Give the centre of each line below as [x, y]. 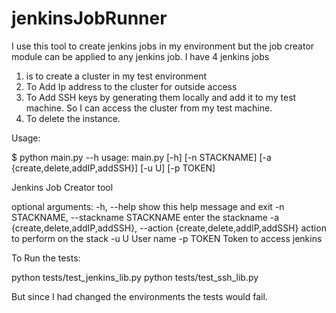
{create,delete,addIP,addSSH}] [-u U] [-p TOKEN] [113, 168]
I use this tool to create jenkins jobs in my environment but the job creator [163, 46]
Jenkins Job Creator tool [62, 187]
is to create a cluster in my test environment [116, 76]
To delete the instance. [73, 118]
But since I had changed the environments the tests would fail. [139, 296]
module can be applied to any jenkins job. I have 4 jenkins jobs [140, 56]
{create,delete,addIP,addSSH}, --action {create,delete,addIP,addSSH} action [169, 228]
